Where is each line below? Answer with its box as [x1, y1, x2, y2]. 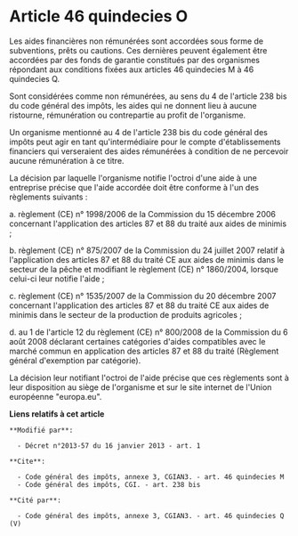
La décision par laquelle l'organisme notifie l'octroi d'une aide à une [9, 172, 258, 183]
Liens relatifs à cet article [9, 408, 105, 419]
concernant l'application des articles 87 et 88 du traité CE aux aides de [9, 300, 270, 311]
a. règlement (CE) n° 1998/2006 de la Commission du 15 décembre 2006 [9, 208, 277, 219]
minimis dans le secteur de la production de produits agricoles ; [9, 309, 243, 320]
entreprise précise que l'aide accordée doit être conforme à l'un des [9, 182, 260, 192]
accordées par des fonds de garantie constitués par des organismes [9, 54, 261, 65]
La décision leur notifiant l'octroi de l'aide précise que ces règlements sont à [9, 372, 289, 383]
